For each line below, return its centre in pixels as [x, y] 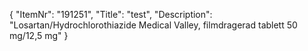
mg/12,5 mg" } [39, 35]
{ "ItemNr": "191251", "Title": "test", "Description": [111, 14]
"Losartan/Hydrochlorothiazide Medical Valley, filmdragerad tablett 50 [153, 25]
